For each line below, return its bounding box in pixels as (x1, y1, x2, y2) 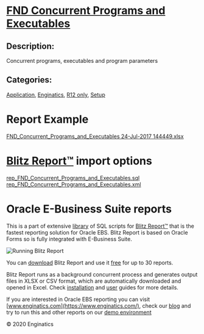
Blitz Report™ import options (6, 154, 152, 168)
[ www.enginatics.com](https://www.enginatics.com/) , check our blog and (6, 302, 191, 309)
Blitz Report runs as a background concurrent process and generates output (6, 270, 198, 278)
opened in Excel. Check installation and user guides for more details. (6, 283, 178, 291)
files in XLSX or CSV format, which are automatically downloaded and (6, 277, 181, 285)
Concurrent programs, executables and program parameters (6, 57, 158, 64)
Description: (6, 41, 55, 51)
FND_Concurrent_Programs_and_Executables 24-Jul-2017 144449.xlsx (6, 133, 184, 140)
